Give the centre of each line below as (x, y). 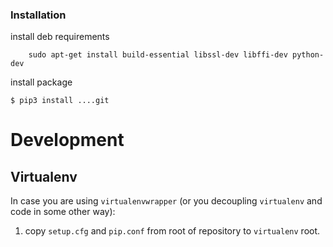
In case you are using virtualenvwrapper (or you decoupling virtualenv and (166, 201)
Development (67, 140)
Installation (38, 15)
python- (308, 55)
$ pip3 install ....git (60, 101)
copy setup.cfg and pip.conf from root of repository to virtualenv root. (172, 231)
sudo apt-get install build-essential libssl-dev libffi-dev (158, 55)
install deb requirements (60, 37)
